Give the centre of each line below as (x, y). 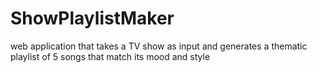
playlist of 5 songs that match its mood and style (110, 56)
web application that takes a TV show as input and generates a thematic (159, 46)
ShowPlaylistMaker (92, 18)
